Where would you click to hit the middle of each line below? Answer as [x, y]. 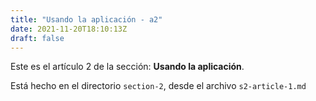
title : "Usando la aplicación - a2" [86, 19]
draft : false [37, 38]
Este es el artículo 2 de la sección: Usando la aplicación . [127, 67]
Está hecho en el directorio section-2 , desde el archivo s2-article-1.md [158, 86]
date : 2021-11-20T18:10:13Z [69, 29]
